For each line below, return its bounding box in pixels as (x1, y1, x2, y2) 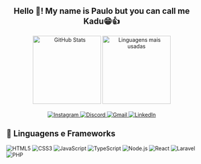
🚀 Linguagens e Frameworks (6, 128, 116, 139)
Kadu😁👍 (83, 16, 120, 27)
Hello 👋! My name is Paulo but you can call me (13, 6, 190, 16)
